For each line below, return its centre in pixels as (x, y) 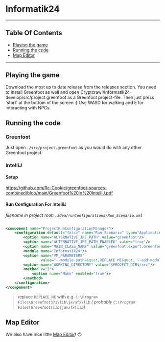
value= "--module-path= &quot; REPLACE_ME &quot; (88, 260)
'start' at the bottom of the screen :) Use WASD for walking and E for (75, 102)
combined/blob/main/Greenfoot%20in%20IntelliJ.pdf (59, 193)
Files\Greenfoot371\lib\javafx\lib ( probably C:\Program (76, 302)
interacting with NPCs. (28, 107)
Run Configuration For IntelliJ (36, 204)
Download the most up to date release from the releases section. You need (81, 87)
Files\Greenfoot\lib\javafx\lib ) (51, 307)
